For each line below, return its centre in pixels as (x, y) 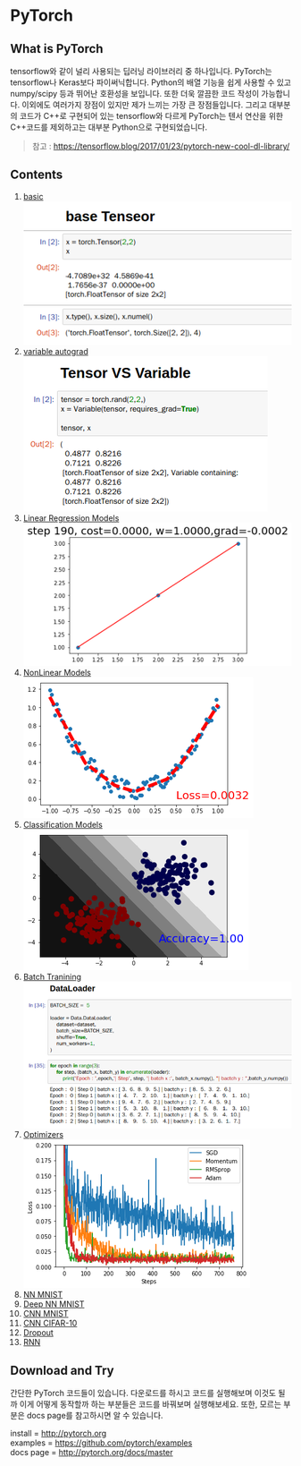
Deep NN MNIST (54, 1304)
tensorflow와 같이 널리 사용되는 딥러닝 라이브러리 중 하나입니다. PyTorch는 (141, 71)
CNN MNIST (46, 1314)
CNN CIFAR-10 (50, 1323)
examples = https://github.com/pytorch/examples (101, 1443)
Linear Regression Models (71, 518)
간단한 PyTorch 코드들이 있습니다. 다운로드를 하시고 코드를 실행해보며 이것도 (143, 1393)
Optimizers (43, 1135)
